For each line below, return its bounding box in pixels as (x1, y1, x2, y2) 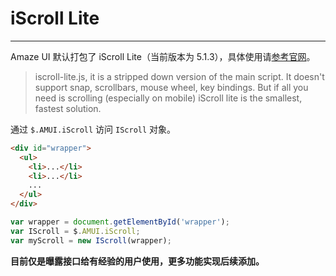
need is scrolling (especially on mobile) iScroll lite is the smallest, (34, 92, 303, 104)
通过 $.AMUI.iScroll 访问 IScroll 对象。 (10, 123, 177, 135)
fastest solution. (34, 102, 102, 114)
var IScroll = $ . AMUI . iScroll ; (10, 226, 141, 236)
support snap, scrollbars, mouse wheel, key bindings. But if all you (34, 81, 309, 93)
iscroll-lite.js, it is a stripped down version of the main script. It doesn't (34, 70, 325, 82)
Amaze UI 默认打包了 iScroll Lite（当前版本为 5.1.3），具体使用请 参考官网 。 (10, 50, 316, 62)
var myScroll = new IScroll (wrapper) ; (10, 235, 172, 246)
